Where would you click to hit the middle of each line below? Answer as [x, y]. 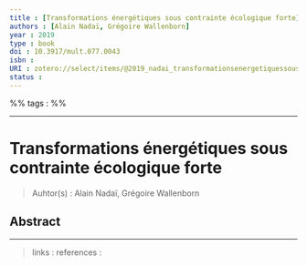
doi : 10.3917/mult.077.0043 [65, 52]
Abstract [35, 222]
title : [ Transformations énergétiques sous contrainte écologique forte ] [155, 18]
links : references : [67, 252]
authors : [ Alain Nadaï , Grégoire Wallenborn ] [100, 26]
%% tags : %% [38, 103]
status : [26, 77]
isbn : [22, 60]
